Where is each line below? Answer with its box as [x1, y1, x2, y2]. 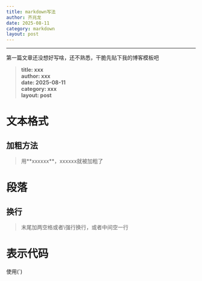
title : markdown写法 [6, 8, 56, 15]
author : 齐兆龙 [6, 14, 41, 20]
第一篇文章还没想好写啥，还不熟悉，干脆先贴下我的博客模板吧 [6, 54, 159, 61]
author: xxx [20, 73, 51, 80]
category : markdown [6, 25, 55, 32]
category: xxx [20, 85, 57, 93]
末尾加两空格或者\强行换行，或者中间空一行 [20, 224, 129, 231]
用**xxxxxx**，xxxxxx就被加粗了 [20, 158, 103, 165]
